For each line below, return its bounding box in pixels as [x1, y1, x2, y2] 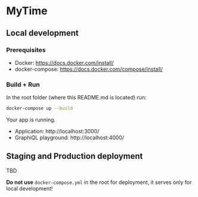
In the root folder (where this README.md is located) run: [6, 94, 147, 101]
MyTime [6, 4, 48, 18]
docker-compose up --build [6, 105, 73, 111]
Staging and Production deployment [6, 151, 143, 161]
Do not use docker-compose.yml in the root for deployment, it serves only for [6, 179, 192, 186]
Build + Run [6, 80, 40, 89]
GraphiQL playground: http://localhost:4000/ [14, 134, 125, 141]
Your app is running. [6, 116, 56, 123]
